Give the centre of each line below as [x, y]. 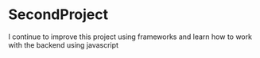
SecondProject [58, 15]
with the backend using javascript [64, 44]
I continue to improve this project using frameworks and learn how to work [130, 37]
